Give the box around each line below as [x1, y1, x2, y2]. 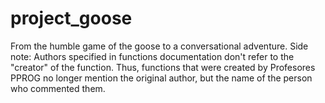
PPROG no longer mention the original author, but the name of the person [10, 72, 313, 84]
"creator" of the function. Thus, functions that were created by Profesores [10, 61, 316, 73]
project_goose [10, 7, 133, 30]
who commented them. [10, 82, 106, 94]
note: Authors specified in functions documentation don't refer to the [10, 50, 295, 62]
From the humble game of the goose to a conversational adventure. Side [10, 40, 309, 52]
